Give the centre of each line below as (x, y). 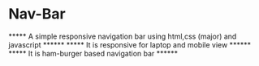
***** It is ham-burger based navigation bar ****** (93, 53)
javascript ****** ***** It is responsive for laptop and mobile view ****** (130, 44)
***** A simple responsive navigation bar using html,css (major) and (123, 36)
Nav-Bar (37, 14)
